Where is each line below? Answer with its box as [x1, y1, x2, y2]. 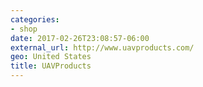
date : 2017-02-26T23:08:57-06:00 [10, 33, 150, 43]
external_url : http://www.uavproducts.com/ [10, 42, 195, 53]
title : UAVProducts [10, 61, 92, 71]
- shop [10, 24, 38, 34]
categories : [10, 14, 60, 25]
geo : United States [10, 52, 92, 62]
